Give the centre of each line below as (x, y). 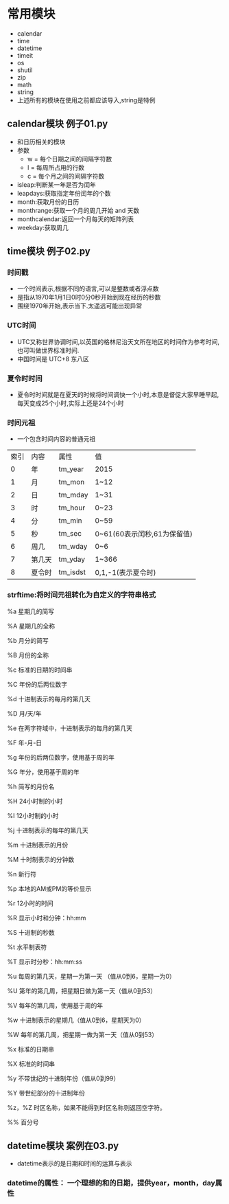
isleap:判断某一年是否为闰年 (56, 184)
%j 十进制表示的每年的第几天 (48, 830)
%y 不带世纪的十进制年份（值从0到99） (63, 1078)
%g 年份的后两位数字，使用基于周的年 (61, 757)
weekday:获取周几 (43, 227)
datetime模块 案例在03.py (63, 1146)
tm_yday (72, 559)
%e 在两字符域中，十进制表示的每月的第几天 (70, 728)
